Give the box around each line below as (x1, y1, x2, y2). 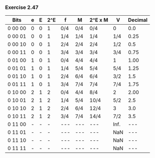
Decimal (128, 17, 148, 24)
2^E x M (89, 17, 108, 24)
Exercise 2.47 (5, 4, 39, 11)
